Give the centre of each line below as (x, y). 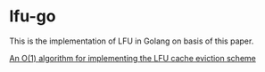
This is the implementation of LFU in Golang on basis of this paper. (132, 41)
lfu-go (33, 16)
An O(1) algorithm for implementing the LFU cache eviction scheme (132, 58)
